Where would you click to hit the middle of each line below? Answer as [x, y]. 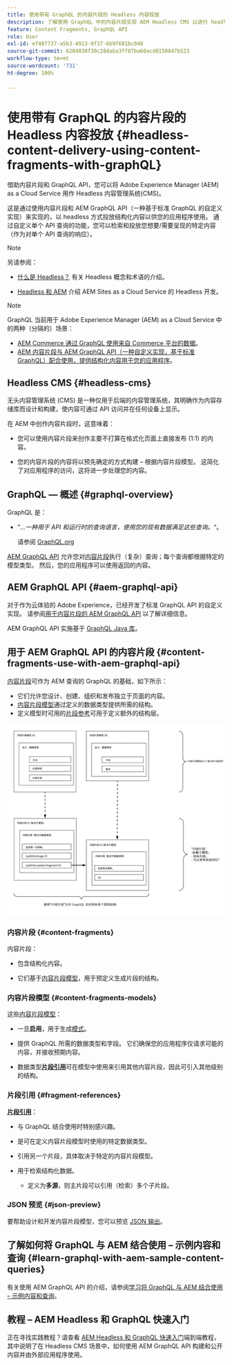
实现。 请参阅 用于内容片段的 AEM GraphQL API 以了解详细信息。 [99, 614]
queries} [26, 1270]
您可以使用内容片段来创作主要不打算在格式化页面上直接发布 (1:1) [108, 438]
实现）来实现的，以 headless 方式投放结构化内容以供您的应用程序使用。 [109, 217]
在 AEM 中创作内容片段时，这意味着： [61, 424]
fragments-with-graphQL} [85, 164]
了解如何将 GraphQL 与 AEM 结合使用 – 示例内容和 [114, 1246]
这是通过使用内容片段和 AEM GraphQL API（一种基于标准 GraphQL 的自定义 [115, 208]
